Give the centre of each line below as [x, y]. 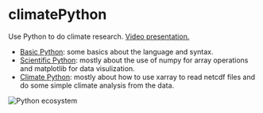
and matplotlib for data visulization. [77, 68]
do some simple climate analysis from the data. [97, 85]
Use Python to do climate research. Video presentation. [99, 36]
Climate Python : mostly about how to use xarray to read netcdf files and [137, 77]
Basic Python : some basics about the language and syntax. [116, 51]
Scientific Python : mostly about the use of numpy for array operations [134, 60]
